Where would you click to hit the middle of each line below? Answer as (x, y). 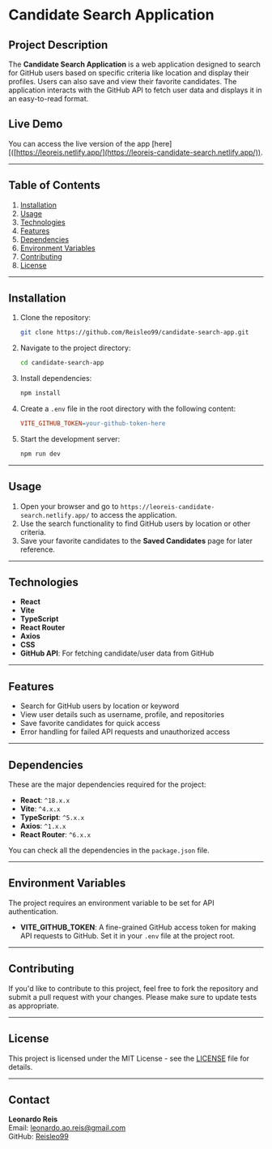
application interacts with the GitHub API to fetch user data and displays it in (135, 90)
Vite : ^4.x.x (40, 809)
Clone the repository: (55, 318)
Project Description (58, 45)
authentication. (34, 911)
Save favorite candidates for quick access (90, 724)
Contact (29, 1100)
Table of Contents (55, 185)
